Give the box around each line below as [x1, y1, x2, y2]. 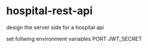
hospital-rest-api [6, 4, 93, 18]
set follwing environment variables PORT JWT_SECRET [6, 35, 142, 42]
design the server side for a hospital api [6, 24, 104, 31]
